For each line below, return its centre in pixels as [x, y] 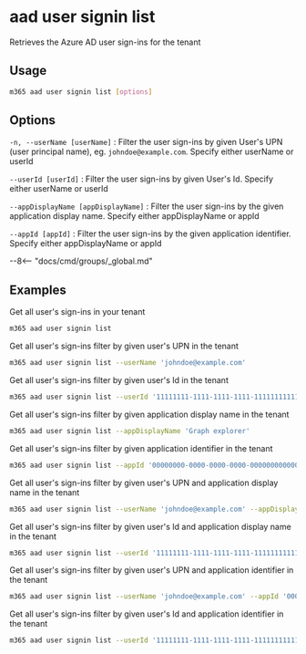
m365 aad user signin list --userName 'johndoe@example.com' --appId [144, 597]
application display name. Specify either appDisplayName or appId [134, 216]
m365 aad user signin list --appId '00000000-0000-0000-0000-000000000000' [156, 465]
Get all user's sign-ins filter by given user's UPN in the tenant [124, 346]
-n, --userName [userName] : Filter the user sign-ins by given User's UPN [146, 142]
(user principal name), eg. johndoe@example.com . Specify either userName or [152, 151]
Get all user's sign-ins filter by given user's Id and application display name [150, 526]
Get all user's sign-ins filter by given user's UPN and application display [144, 483]
